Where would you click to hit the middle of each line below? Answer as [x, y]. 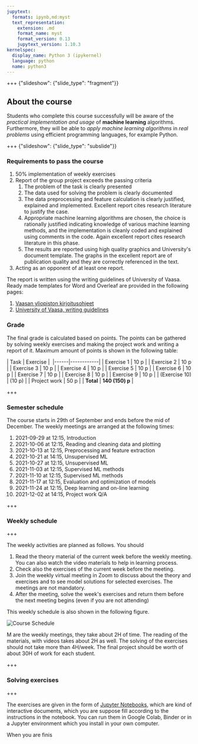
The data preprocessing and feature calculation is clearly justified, [104, 199]
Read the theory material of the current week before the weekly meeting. [103, 557]
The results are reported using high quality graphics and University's [107, 249]
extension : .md [36, 28]
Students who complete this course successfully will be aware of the [90, 116]
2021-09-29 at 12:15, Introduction [56, 438]
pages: [15, 292]
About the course [39, 102]
